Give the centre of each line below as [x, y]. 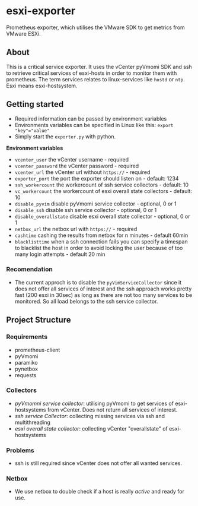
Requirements [27, 337]
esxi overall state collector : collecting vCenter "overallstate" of [91, 428]
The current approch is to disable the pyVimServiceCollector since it [98, 282]
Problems [20, 450]
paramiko [26, 362]
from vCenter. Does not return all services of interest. [112, 409]
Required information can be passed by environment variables [91, 118]
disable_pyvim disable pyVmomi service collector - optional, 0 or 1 [95, 204]
